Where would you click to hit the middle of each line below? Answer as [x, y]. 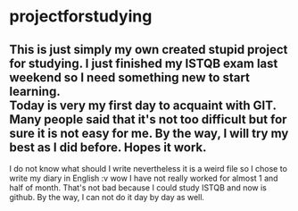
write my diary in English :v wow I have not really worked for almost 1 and [144, 178]
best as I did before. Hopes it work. [108, 147]
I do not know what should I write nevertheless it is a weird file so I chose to [149, 169]
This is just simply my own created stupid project [149, 50]
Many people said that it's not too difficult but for [148, 119]
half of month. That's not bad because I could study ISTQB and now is [138, 188]
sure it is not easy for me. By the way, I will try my [149, 133]
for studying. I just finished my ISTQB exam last [144, 63]
